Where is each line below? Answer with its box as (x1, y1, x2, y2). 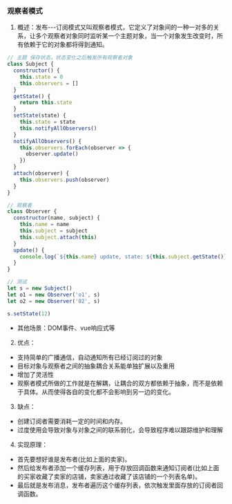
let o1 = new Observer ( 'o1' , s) (7, 291, 100, 298)
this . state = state (19, 119, 76, 126)
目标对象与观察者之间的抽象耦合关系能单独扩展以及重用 (17, 362, 175, 370)
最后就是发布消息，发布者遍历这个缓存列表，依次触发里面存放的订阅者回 (17, 480, 223, 489)
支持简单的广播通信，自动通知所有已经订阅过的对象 (17, 353, 163, 361)
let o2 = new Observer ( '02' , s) (7, 297, 100, 305)
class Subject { (7, 61, 54, 68)
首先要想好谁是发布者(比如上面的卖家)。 (17, 455, 131, 463)
